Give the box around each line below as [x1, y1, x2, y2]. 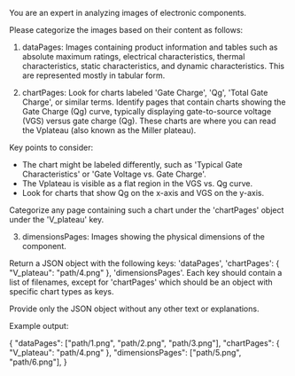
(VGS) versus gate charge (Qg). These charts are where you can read [21, 115, 276, 126]
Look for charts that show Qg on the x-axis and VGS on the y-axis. [21, 188, 264, 198]
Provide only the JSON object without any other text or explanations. [9, 303, 260, 314]
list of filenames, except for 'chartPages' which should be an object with [9, 277, 273, 287]
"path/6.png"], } [9, 356, 68, 367]
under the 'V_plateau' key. [9, 215, 105, 224]
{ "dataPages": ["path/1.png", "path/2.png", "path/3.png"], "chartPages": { [9, 338, 280, 349]
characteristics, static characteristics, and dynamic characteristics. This [21, 61, 285, 71]
